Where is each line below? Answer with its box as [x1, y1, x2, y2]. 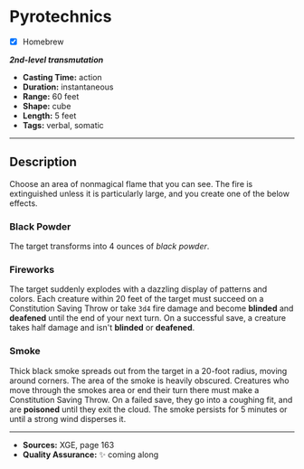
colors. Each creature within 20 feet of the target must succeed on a [9, 294, 264, 305]
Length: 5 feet [22, 110, 77, 121]
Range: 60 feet [22, 91, 80, 101]
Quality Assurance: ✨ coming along [22, 449, 159, 460]
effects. [9, 197, 38, 209]
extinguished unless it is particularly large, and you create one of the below [9, 188, 290, 199]
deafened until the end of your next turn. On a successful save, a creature [9, 313, 287, 324]
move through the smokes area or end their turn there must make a [9, 384, 260, 395]
